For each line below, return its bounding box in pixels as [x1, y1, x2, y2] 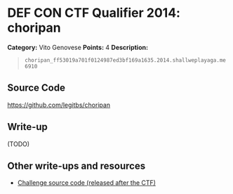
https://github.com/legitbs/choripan [7, 101, 111, 109]
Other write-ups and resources [7, 160, 146, 172]
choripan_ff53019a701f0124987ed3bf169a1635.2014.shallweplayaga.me [24, 56, 226, 64]
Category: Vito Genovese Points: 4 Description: [7, 43, 149, 51]
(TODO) [7, 139, 30, 148]
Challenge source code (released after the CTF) [17, 179, 157, 187]
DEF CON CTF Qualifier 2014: [7, 5, 181, 21]
